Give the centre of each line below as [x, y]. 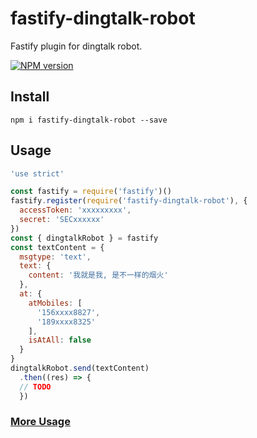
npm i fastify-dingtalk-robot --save [89, 120]
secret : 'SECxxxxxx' [62, 220]
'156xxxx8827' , [68, 312]
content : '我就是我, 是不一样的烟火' [98, 275]
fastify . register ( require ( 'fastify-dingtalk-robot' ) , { [129, 201]
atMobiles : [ [55, 303]
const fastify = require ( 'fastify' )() [91, 192]
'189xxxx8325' [66, 322]
